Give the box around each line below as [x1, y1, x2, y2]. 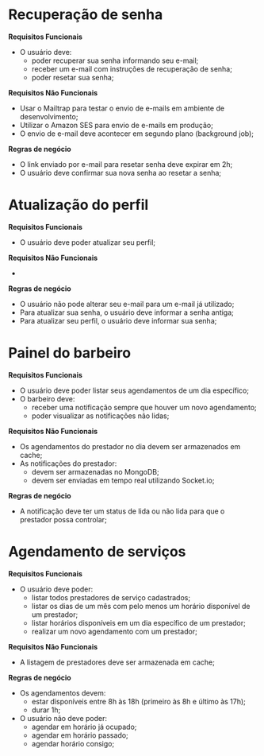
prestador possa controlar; [19, 514, 107, 524]
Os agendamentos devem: [19, 688, 106, 697]
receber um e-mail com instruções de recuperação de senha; [31, 64, 232, 73]
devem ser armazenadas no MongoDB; [31, 467, 160, 476]
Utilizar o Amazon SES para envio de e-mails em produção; [19, 120, 214, 130]
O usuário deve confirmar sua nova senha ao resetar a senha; [19, 168, 222, 177]
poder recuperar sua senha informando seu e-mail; [31, 56, 199, 65]
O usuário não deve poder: [19, 713, 108, 723]
